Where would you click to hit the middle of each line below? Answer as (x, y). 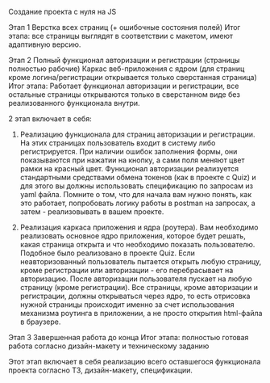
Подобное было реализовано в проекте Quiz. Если (108, 253)
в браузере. (40, 322)
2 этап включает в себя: (50, 119)
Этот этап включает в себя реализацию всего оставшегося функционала (135, 362)
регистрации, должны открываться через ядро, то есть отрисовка (135, 296)
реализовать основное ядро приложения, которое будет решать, (133, 236)
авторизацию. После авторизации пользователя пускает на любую (136, 279)
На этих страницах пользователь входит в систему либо (118, 143)
